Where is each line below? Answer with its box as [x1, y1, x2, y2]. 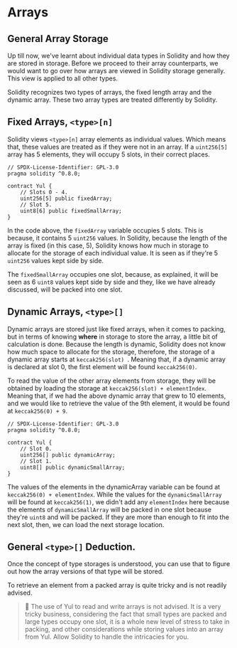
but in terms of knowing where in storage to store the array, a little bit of [7, 332, 219, 341]
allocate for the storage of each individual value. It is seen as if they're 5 [7, 248, 219, 257]
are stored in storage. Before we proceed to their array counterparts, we [7, 59, 219, 68]
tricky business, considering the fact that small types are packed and [24, 610, 227, 619]
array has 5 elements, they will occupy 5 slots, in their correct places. [7, 150, 211, 159]
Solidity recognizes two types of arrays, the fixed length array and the [7, 88, 212, 96]
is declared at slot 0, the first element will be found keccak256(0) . [7, 362, 197, 371]
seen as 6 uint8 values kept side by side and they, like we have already [7, 277, 216, 286]
